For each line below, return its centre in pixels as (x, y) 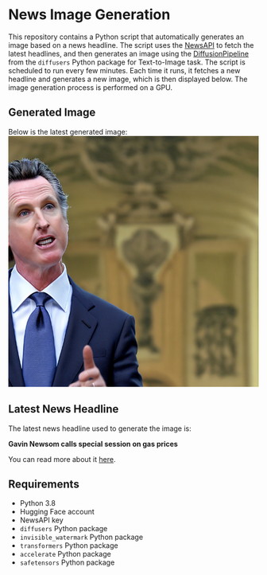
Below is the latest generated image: (68, 131)
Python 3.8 (37, 503)
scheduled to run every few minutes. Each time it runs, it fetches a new (124, 70)
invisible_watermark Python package (81, 537)
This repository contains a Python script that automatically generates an (126, 37)
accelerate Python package (65, 554)
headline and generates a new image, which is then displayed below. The (128, 79)
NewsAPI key (41, 520)
